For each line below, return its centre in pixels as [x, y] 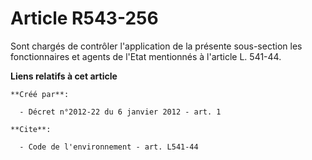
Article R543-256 [84, 18]
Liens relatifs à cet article [64, 76]
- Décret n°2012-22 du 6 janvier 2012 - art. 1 [120, 112]
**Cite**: [31, 129]
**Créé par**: [40, 94]
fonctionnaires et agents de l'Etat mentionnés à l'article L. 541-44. [146, 56]
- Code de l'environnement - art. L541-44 [109, 147]
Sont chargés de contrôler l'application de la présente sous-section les [156, 46]
